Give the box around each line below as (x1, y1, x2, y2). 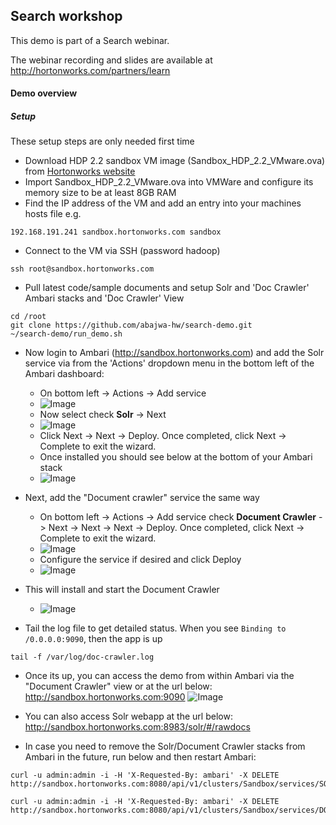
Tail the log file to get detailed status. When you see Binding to (24, 622, 287, 634)
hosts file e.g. (24, 208, 82, 220)
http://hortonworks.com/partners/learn (10, 64, 171, 76)
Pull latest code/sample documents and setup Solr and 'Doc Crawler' (24, 282, 310, 294)
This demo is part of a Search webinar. (10, 34, 170, 46)
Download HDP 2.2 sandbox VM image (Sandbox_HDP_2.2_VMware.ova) (24, 155, 326, 167)
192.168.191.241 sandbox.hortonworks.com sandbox (10, 227, 222, 238)
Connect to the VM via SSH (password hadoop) (24, 245, 221, 257)
